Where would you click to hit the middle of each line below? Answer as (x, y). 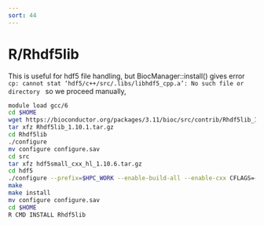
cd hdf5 (21, 171)
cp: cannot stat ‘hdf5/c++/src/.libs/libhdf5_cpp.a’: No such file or (126, 83)
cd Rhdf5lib (27, 135)
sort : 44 (22, 15)
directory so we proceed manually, (68, 91)
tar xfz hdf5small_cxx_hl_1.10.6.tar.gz (75, 164)
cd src (19, 156)
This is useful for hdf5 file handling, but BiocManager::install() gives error (126, 76)
